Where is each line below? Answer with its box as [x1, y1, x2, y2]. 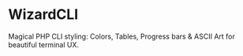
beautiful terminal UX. [8, 39, 79, 49]
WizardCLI [8, 6, 79, 24]
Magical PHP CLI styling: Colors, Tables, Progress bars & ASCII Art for [8, 32, 235, 41]
